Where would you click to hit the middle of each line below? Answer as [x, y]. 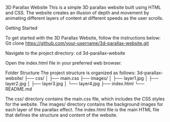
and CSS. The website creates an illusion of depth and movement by [77, 13]
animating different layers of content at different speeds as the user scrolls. [84, 18]
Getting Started [21, 28]
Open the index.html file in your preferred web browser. [64, 63]
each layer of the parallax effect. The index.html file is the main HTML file [82, 110]
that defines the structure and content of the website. [62, 115]
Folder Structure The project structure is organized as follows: [71, 73]
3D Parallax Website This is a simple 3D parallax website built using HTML [83, 7]
